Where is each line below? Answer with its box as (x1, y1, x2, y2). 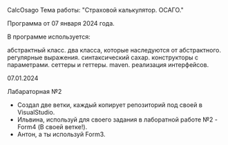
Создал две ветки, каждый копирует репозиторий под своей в (17, 101, 202, 109)
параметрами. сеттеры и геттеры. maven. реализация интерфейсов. (7, 61, 209, 68)
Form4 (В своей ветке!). (17, 123, 88, 130)
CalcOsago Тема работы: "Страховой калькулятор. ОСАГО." (7, 6, 184, 14)
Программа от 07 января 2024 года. (7, 19, 115, 27)
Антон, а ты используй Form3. (17, 130, 106, 138)
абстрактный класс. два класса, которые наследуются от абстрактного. (7, 46, 222, 54)
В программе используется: (7, 32, 91, 41)
